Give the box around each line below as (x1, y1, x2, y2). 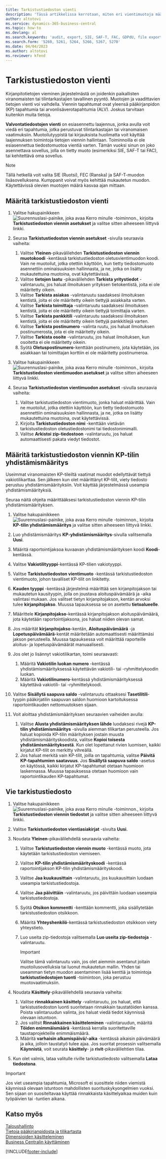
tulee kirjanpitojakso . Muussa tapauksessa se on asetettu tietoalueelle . (12, 601, 160, 607)
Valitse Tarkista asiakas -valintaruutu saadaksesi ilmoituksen (20, 292, 145, 298)
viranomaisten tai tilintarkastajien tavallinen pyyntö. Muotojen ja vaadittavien (5, 96, 161, 102)
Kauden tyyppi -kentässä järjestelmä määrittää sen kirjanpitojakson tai (12, 585, 157, 591)
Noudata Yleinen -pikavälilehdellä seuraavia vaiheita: (12, 835, 120, 841)
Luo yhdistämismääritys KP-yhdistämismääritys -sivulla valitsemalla (12, 532, 152, 538)
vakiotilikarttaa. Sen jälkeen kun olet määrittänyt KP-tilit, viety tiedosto (5, 476, 147, 482)
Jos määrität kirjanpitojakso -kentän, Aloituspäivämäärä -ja (12, 625, 135, 631)
